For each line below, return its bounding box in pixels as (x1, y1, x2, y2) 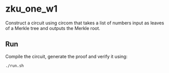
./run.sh (5, 63, 24, 68)
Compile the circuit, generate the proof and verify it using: (5, 53, 128, 59)
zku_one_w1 (5, 3, 58, 15)
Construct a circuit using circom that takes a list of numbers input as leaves (5, 20, 164, 26)
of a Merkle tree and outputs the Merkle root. (5, 25, 101, 31)
